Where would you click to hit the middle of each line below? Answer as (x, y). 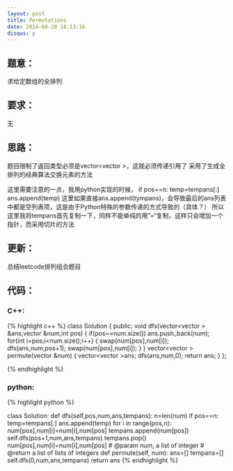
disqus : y (22, 33)
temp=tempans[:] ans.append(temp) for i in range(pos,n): (89, 424)
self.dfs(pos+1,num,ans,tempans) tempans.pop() (77, 438)
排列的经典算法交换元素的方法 (50, 174)
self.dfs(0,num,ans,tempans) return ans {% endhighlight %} (93, 461)
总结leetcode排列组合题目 (44, 267)
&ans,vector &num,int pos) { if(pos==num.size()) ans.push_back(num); (109, 334)
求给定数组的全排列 (35, 82)
